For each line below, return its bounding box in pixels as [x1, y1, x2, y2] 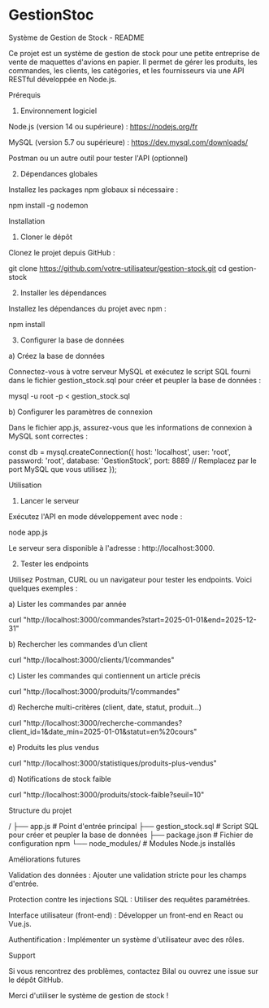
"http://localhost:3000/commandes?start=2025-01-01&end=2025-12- [23, 614, 258, 624]
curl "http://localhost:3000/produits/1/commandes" [8, 686, 180, 696]
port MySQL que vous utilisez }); [8, 464, 117, 473]
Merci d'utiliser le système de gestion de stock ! [8, 990, 169, 1000]
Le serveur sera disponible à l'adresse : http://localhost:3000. [8, 543, 215, 552]
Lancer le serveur [20, 495, 80, 505]
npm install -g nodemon [8, 200, 89, 210]
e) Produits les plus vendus [8, 742, 100, 752]
